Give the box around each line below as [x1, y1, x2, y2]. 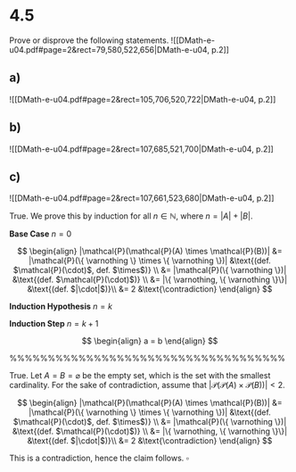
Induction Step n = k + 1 [9, 319, 99, 329]
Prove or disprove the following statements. [9, 35, 169, 46]
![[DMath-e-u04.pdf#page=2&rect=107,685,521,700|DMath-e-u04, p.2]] [9, 144, 274, 154]
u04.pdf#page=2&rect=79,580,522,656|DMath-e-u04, [9, 44, 210, 54]
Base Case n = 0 [9, 228, 72, 239]
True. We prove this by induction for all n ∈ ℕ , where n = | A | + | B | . [9, 211, 253, 221]
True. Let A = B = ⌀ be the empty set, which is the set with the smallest [9, 370, 271, 381]
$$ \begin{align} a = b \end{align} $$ [81, 335, 218, 346]
